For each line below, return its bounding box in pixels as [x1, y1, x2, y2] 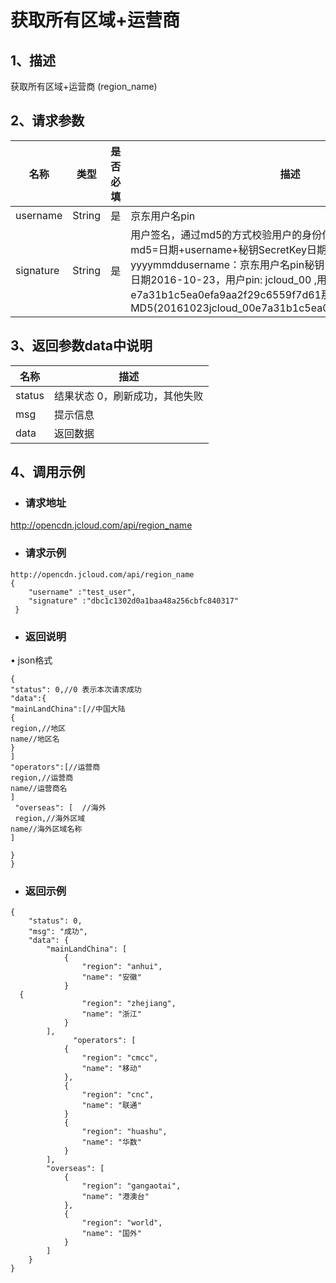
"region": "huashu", [81, 1127, 168, 1137]
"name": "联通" [81, 1101, 142, 1111]
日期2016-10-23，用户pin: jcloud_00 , [130, 272, 317, 286]
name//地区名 [10, 734, 60, 744]
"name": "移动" [81, 1064, 142, 1074]
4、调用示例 [10, 464, 86, 481]
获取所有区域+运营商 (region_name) [10, 81, 158, 92]
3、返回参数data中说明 [10, 337, 153, 355]
